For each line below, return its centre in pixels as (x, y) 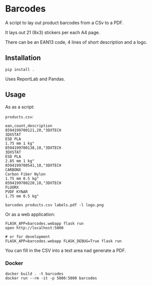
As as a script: (20, 107)
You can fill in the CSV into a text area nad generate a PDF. (66, 250)
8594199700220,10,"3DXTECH (33, 183)
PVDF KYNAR (16, 192)
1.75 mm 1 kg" (20, 143)
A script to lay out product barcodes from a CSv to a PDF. (64, 23)
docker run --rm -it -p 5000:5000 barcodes (51, 278)
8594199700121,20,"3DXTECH (33, 130)
